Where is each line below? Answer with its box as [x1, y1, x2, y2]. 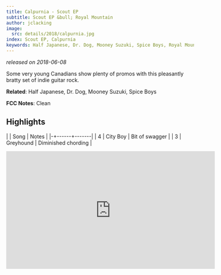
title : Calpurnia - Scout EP [6, 8, 79, 15]
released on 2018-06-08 [6, 58, 67, 66]
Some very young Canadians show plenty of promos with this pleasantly [6, 70, 184, 77]
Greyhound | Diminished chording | [6, 139, 92, 146]
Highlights [6, 117, 46, 127]
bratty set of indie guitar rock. [6, 76, 79, 84]
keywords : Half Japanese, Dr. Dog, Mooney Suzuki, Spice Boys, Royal [6, 42, 183, 48]
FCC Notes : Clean [6, 99, 51, 106]
